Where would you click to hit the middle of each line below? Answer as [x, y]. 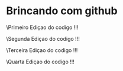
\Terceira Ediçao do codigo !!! [42, 50]
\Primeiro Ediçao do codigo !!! [42, 27]
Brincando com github [62, 11]
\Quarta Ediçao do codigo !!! [41, 62]
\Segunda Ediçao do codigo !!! [43, 38]
